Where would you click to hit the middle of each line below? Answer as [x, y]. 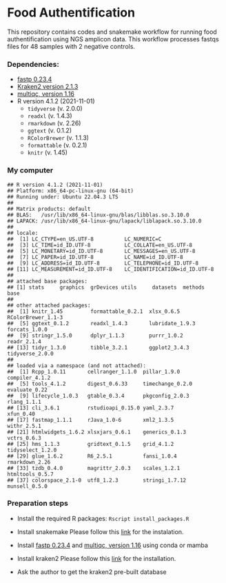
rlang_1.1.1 [24, 402]
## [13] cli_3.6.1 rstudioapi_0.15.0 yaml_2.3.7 [91, 408]
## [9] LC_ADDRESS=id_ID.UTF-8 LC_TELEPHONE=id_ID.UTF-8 [103, 263]
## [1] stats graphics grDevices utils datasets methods [106, 287]
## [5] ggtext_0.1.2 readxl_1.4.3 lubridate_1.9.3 [101, 323]
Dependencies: [33, 64]
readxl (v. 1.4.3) [50, 116]
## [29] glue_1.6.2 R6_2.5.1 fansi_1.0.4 [92, 456]
